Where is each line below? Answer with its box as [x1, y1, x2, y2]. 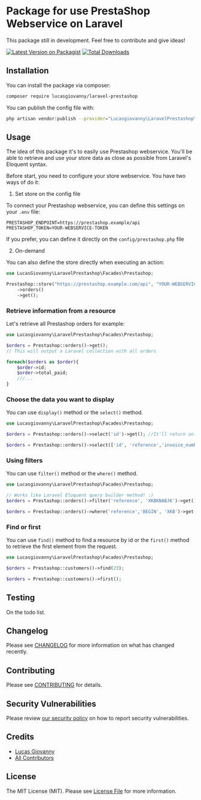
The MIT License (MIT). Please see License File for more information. [6, 787, 176, 795]
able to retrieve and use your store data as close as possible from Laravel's [6, 154, 191, 162]
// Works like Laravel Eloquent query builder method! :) [6, 492, 154, 498]
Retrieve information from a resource [6, 307, 116, 315]
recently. [6, 648, 28, 655]
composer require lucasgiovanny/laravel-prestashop [6, 93, 138, 99]
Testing [6, 593, 35, 603]
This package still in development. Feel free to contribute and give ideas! [6, 37, 185, 44]
